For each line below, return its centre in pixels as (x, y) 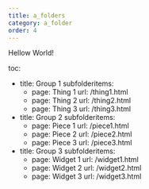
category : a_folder (40, 23)
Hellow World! (31, 53)
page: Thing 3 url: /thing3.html (81, 109)
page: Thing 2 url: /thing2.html (81, 101)
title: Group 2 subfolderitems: (67, 118)
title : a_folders (37, 15)
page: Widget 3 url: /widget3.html (86, 176)
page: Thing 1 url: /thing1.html (80, 92)
